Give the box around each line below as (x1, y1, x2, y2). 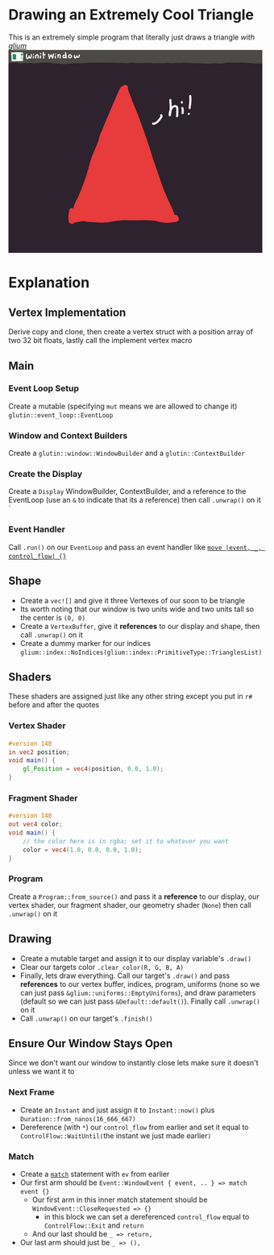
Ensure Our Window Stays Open (8, 1037, 173, 1050)
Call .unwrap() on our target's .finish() (19, 1013, 153, 1023)
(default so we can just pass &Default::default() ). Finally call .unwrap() (19, 996, 260, 1006)
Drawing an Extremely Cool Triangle (8, 6, 254, 24)
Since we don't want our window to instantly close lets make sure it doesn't (8, 1058, 259, 1068)
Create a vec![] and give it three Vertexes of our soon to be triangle (19, 595, 246, 605)
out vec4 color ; (8, 820, 63, 829)
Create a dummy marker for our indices (19, 638, 152, 648)
